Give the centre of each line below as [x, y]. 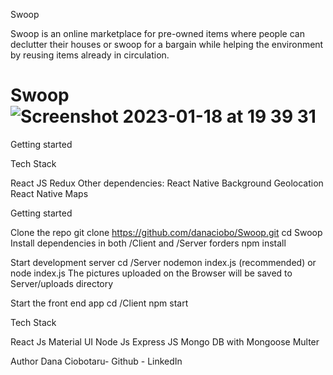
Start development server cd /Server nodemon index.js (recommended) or [163, 262]
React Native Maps [49, 193]
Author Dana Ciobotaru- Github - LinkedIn [96, 361]
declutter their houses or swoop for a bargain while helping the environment [167, 44]
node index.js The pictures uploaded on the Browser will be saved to [151, 273]
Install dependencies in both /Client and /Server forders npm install [148, 243]
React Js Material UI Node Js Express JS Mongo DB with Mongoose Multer [165, 341]
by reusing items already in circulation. [90, 55]
